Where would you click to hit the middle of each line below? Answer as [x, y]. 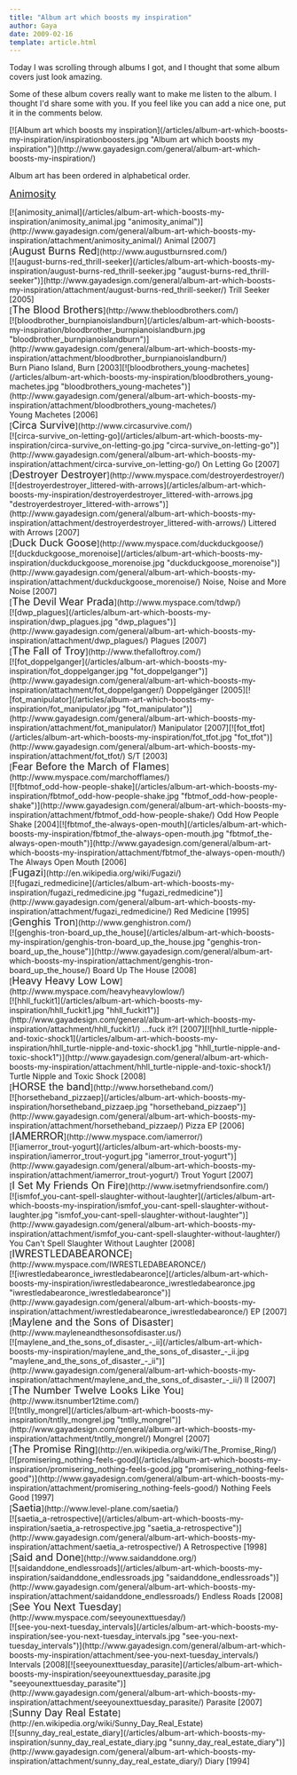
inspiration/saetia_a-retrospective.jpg [78, 1528]
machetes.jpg [34, 386]
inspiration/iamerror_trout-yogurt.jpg [76, 1156]
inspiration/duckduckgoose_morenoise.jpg [87, 563]
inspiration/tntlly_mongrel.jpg [62, 1420]
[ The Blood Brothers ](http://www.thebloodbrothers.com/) [124, 310]
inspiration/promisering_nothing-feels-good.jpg [96, 1470]
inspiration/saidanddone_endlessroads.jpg [86, 1578]
